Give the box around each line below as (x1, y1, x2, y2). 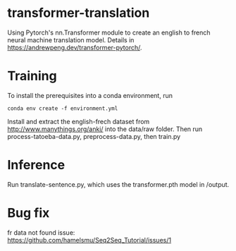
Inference (7, 157, 66, 173)
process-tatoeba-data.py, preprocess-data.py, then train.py (7, 132, 181, 140)
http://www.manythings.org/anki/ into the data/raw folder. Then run (7, 125, 203, 133)
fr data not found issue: (7, 228, 75, 237)
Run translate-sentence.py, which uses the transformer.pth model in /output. (7, 180, 230, 188)
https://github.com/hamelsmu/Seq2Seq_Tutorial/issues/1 (7, 235, 171, 244)
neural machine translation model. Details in (7, 35, 135, 44)
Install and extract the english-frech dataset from (7, 117, 150, 125)
